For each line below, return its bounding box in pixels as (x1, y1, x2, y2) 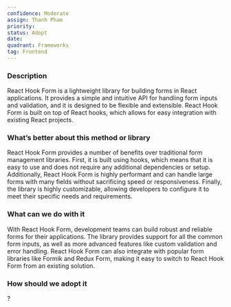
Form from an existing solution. (7, 262, 95, 270)
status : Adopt (7, 29, 48, 36)
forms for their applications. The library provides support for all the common (7, 232, 223, 240)
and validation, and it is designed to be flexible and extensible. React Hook (7, 101, 218, 110)
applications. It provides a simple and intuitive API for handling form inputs (7, 94, 218, 102)
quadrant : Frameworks (7, 42, 69, 49)
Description (7, 71, 47, 80)
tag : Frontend (7, 49, 48, 56)
